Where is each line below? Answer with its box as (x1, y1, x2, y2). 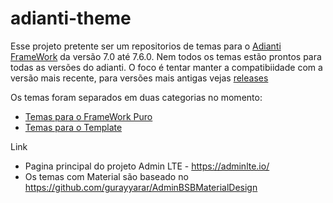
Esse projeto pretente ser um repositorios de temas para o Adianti (10, 40, 282, 52)
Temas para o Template (24, 121, 123, 133)
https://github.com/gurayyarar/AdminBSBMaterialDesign (24, 181, 258, 193)
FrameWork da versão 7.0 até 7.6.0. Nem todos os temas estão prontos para (10, 50, 322, 62)
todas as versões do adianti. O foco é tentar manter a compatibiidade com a (10, 61, 323, 73)
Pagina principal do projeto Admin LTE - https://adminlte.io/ (24, 160, 270, 172)
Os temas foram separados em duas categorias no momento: (10, 91, 263, 103)
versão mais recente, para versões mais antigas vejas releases (10, 72, 269, 84)
